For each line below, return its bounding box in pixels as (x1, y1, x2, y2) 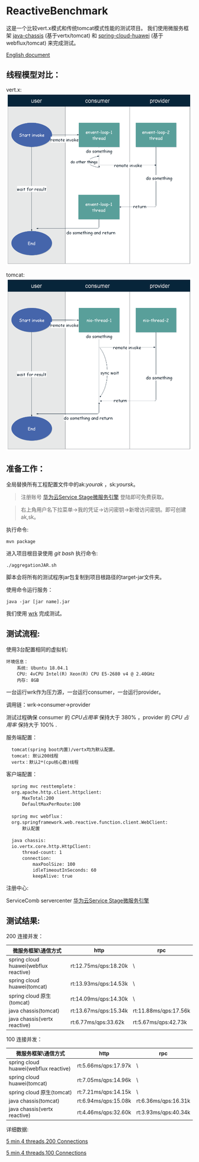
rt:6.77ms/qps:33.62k (70, 1018, 125, 1026)
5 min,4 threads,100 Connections (6, 1149, 87, 1156)
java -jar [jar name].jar (6, 598, 70, 605)
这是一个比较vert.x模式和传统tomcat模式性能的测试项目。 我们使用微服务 (6, 24, 184, 31)
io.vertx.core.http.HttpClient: (11, 843, 92, 849)
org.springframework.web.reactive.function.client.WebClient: (11, 819, 168, 826)
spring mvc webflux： (11, 813, 64, 820)
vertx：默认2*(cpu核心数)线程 (11, 759, 79, 765)
